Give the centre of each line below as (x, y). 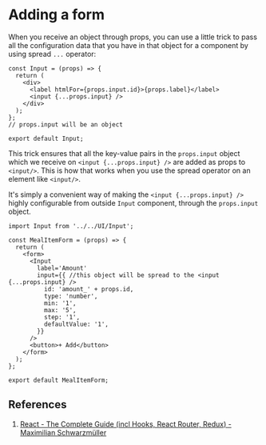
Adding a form (57, 15)
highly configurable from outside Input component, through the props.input (133, 202)
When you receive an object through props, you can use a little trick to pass (133, 37)
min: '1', (60, 303)
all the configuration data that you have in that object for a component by (129, 45)
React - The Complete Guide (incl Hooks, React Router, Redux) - (125, 424)
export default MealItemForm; (59, 380)
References (38, 405)
